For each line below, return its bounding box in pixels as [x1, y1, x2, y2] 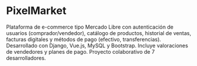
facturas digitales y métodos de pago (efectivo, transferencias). [6, 36, 162, 43]
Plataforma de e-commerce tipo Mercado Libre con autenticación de [6, 23, 173, 30]
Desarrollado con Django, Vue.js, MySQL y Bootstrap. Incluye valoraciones [6, 42, 188, 49]
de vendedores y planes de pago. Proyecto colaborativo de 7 [6, 48, 155, 55]
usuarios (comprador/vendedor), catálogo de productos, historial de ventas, [6, 29, 191, 36]
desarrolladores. [6, 54, 46, 61]
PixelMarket [6, 4, 67, 18]
